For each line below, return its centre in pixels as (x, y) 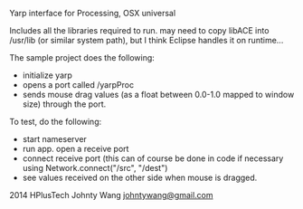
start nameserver (55, 139)
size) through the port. (64, 104)
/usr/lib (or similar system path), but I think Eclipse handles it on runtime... (147, 40)
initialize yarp (47, 75)
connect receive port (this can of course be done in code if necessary (153, 158)
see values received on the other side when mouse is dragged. (140, 177)
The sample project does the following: (82, 57)
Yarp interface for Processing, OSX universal (93, 13)
